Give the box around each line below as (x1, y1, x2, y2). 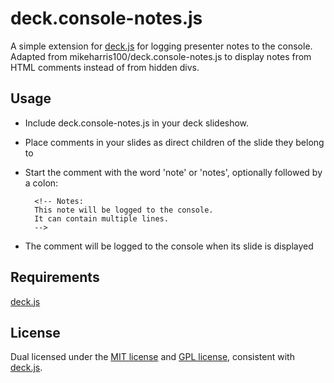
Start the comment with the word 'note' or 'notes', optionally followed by (24, 166, 323, 178)
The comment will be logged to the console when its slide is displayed (24, 240, 314, 252)
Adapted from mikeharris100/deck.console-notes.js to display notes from (10, 50, 312, 62)
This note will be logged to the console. (34, 205, 214, 215)
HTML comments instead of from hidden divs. (10, 61, 200, 73)
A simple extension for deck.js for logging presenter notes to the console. (10, 40, 313, 52)
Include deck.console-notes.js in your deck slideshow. (24, 117, 250, 129)
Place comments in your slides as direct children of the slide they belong (24, 136, 325, 148)
